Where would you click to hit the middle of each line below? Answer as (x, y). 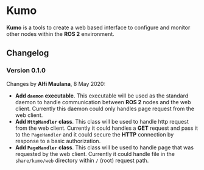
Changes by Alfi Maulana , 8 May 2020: (56, 83)
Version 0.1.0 (26, 71)
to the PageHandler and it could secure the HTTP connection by (94, 134)
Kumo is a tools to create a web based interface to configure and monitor (98, 27)
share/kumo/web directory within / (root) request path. (82, 160)
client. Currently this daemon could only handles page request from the (105, 108)
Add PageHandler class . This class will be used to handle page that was (104, 147)
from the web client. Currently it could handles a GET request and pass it (106, 128)
